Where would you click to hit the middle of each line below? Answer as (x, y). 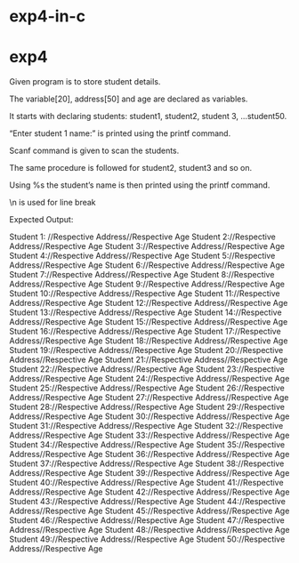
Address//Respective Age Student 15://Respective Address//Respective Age (149, 322)
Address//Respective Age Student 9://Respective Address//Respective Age (147, 284)
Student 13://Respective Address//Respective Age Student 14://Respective (145, 312)
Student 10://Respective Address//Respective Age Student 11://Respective (145, 294)
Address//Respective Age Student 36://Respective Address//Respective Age (149, 454)
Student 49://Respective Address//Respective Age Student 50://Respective (147, 539)
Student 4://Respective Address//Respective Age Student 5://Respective (142, 256)
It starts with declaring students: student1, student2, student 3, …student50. (148, 117)
